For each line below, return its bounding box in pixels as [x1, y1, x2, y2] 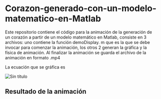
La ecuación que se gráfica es [5, 64, 65, 70]
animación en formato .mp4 [5, 55, 61, 60]
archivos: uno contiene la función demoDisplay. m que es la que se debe [5, 39, 150, 45]
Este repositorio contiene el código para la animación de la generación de [5, 29, 152, 35]
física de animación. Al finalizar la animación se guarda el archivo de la [5, 49, 146, 56]
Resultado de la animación [5, 87, 86, 96]
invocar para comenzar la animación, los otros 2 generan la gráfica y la [5, 44, 147, 50]
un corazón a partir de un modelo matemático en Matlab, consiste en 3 [5, 34, 147, 40]
